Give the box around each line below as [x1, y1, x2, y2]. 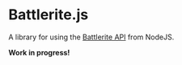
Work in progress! [8, 47, 70, 57]
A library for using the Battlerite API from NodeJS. [8, 32, 175, 42]
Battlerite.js [8, 6, 89, 24]
